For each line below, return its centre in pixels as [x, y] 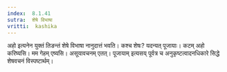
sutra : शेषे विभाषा [30, 20]
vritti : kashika [32, 26]
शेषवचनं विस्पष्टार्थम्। [30, 61]
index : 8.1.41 [29, 13]
